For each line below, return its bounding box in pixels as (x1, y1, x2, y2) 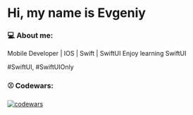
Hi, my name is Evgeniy (7, 5, 147, 21)
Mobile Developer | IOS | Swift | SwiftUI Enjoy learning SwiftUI (7, 49, 187, 58)
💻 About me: (7, 30, 54, 40)
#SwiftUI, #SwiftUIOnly (7, 63, 74, 71)
